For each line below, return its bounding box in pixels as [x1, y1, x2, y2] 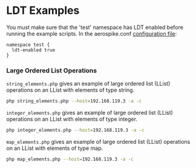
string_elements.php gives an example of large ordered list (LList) [6, 80, 171, 88]
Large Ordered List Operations [6, 66, 97, 74]
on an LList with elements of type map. [6, 144, 103, 152]
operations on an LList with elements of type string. [6, 86, 135, 94]
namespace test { [6, 42, 50, 48]
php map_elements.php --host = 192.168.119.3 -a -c [6, 156, 134, 162]
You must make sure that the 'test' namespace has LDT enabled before [6, 24, 183, 31]
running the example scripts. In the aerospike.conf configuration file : [6, 30, 177, 37]
